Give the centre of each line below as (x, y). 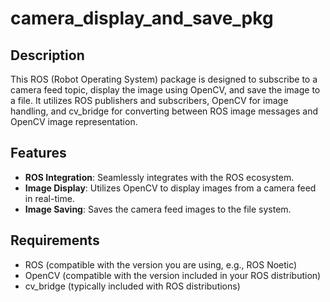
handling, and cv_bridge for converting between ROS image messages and (164, 111)
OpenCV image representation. (74, 121)
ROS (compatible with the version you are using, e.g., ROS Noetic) (161, 264)
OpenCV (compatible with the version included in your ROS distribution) (173, 275)
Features (38, 153)
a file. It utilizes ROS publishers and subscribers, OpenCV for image (149, 100)
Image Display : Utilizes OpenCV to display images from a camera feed (170, 188)
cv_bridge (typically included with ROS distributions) (132, 286)
